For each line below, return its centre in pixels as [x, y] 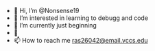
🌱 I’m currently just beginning [55, 25]
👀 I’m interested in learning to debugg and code [81, 18]
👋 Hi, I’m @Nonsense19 [47, 11]
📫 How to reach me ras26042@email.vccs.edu [81, 40]
